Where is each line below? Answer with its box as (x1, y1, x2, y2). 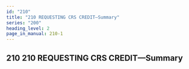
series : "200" (6, 20, 42, 26)
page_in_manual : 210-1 (6, 31, 63, 37)
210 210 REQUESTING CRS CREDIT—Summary (6, 53, 184, 63)
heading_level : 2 (6, 25, 50, 32)
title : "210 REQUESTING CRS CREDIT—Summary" (6, 14, 120, 20)
